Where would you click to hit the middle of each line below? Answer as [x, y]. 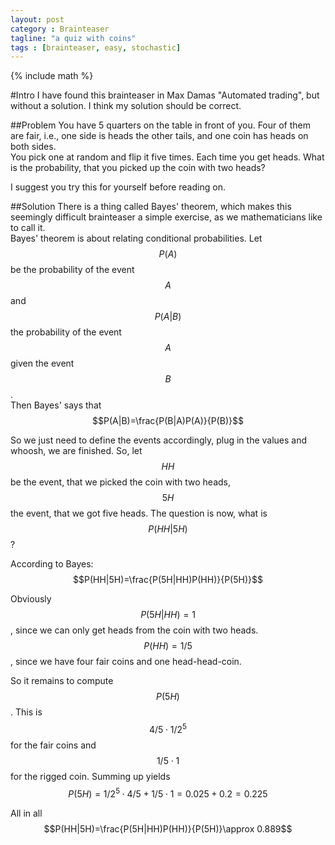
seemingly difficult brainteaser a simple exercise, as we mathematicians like [166, 217]
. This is [26, 712]
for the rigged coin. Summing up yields [90, 776]
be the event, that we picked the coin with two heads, [120, 482]
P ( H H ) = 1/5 [168, 646]
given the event [42, 363]
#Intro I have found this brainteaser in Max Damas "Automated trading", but [165, 95]
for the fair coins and [53, 745]
